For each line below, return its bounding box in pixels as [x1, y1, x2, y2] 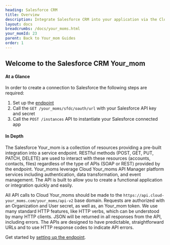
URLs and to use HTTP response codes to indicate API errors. [5, 224, 134, 230]
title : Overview [5, 12, 39, 17]
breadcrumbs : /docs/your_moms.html [5, 26, 80, 31]
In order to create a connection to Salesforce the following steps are [5, 85, 147, 91]
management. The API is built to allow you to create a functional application [5, 177, 163, 183]
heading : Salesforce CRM [5, 7, 58, 13]
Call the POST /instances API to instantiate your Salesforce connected [12, 116, 158, 122]
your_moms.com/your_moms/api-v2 [5, 198, 73, 203]
